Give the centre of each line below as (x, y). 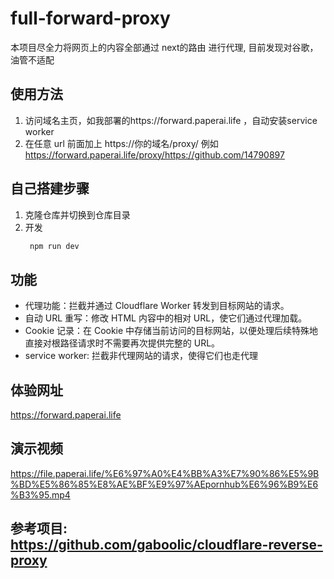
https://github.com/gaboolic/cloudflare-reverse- (166, 545)
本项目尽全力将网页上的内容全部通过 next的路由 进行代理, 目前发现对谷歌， (164, 47)
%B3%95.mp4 (40, 494)
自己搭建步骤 (50, 188)
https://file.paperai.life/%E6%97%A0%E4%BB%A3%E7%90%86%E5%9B (165, 473)
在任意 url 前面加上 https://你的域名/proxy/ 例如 (121, 143)
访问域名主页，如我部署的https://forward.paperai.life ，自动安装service (171, 120)
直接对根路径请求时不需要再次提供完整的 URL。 (122, 343)
